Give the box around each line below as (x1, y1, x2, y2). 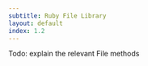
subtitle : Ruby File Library (8, 11, 107, 20)
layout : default (8, 19, 63, 27)
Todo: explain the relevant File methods (8, 49, 140, 59)
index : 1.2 (8, 27, 45, 35)
